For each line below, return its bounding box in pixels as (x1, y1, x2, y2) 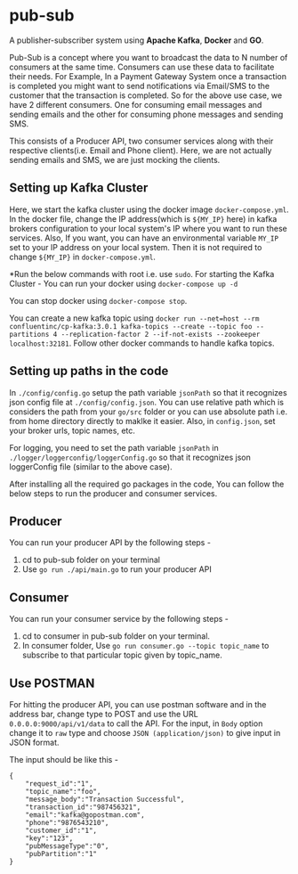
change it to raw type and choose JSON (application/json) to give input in (9, 728, 281, 738)
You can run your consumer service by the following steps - (9, 614, 229, 625)
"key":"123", (25, 834, 74, 843)
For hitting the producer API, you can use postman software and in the (9, 699, 267, 709)
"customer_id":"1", (25, 826, 98, 835)
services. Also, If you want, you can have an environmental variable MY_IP (9, 233, 278, 243)
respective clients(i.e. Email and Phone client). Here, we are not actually (9, 144, 272, 156)
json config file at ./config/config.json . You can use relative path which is (9, 396, 285, 407)
